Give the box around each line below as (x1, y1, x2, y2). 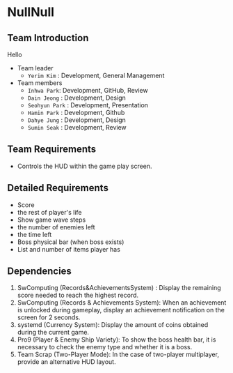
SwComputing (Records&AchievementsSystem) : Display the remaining (17, 284, 221, 292)
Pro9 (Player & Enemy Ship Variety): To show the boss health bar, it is (17, 335, 216, 344)
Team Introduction (7, 32, 89, 44)
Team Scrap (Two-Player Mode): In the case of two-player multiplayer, (17, 350, 219, 359)
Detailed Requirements (7, 182, 109, 194)
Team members (17, 79, 63, 87)
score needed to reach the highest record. (17, 291, 139, 300)
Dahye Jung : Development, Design (27, 116, 127, 124)
